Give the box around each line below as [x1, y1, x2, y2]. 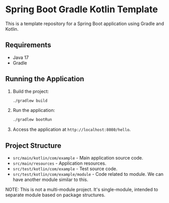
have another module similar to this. [12, 176, 89, 183]
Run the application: [12, 107, 55, 114]
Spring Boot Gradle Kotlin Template [5, 4, 158, 15]
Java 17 [12, 54, 29, 60]
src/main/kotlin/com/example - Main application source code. [12, 155, 143, 161]
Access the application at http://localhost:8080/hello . [12, 126, 131, 132]
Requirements [5, 41, 51, 50]
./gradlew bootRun [12, 117, 52, 122]
